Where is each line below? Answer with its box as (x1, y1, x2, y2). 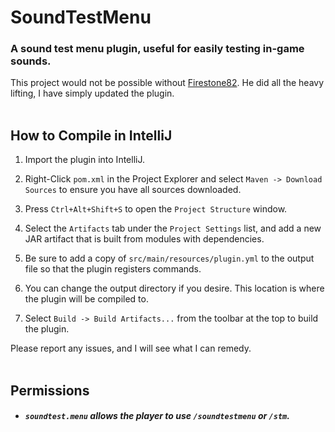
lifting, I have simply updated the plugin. (10, 87, 175, 100)
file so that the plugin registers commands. (24, 263, 202, 275)
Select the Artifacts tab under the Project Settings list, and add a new (24, 222, 322, 235)
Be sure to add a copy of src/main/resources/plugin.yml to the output (24, 252, 315, 265)
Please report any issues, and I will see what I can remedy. (10, 342, 252, 355)
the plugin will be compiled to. (24, 293, 149, 305)
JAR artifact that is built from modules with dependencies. (24, 233, 265, 245)
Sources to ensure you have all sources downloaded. (24, 184, 242, 196)
